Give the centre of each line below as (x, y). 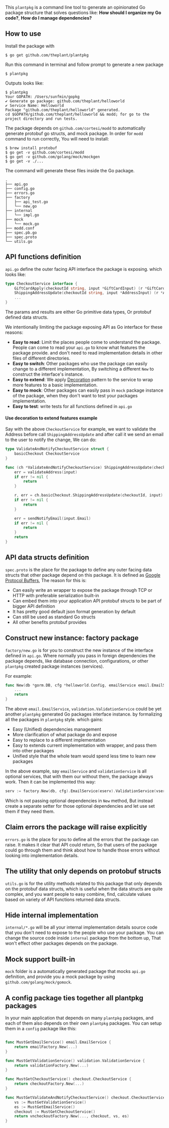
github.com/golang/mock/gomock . (38, 982)
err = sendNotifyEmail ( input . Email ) (53, 518)
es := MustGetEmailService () (45, 1107)
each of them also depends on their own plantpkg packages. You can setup (83, 1023)
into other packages (33, 751)
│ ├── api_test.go (27, 202)
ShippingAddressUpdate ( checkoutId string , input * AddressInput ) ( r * (89, 293)
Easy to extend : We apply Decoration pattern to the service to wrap (83, 379)
